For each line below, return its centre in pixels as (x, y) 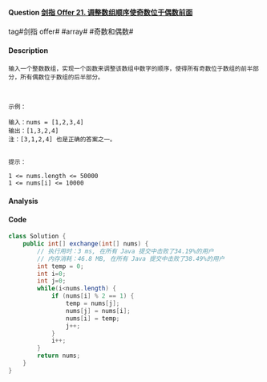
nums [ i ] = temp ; (93, 318)
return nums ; (59, 356)
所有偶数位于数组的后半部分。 (62, 77)
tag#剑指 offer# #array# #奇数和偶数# (71, 31)
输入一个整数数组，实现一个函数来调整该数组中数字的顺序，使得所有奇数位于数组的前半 (131, 69)
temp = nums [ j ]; (93, 304)
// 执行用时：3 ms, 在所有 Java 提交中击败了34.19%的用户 (125, 251)
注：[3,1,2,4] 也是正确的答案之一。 (62, 140)
